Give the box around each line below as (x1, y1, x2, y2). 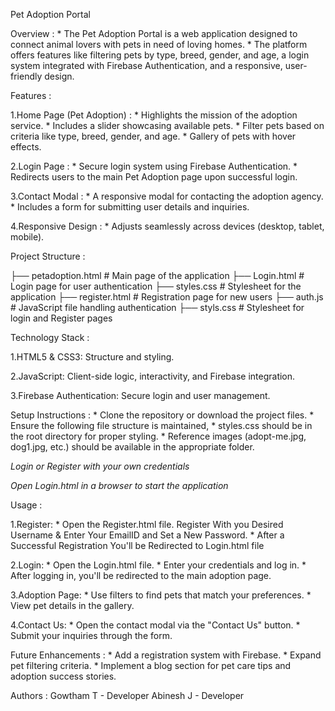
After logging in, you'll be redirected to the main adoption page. (10, 570, 272, 581)
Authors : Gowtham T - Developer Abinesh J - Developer (10, 690, 245, 701)
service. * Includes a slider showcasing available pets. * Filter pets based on (10, 120, 325, 131)
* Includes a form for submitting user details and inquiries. (10, 201, 250, 213)
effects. (10, 141, 42, 153)
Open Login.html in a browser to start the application (10, 480, 229, 491)
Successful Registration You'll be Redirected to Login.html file (10, 540, 265, 551)
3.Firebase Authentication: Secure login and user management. (10, 390, 271, 401)
